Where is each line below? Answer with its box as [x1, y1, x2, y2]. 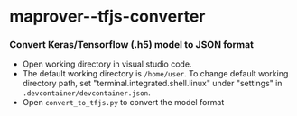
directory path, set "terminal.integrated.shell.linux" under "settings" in [22, 78, 283, 89]
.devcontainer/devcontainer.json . [22, 87, 151, 98]
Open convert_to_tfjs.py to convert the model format [22, 97, 225, 108]
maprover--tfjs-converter [9, 6, 206, 27]
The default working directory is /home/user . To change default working [22, 68, 289, 79]
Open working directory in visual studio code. [22, 58, 192, 69]
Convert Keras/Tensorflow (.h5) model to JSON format [9, 39, 255, 51]
